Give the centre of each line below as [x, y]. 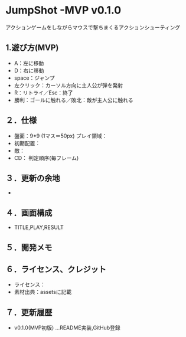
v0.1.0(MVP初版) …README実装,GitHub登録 [67, 328]
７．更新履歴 [29, 313]
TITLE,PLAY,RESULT [39, 227]
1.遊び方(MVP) [32, 48]
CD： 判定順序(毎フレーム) [46, 158]
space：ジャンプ [34, 78]
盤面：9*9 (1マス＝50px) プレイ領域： [61, 136]
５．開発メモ [29, 248]
